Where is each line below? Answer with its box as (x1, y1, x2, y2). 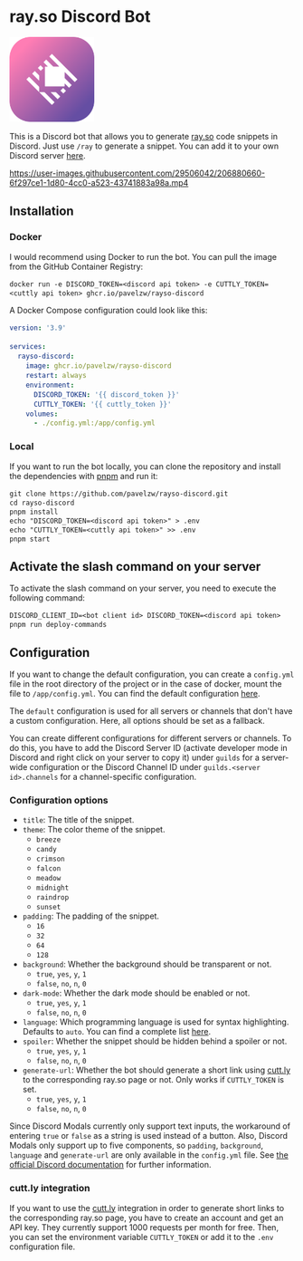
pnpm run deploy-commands (9, 621, 107, 630)
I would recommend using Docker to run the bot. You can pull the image (9, 251, 278, 262)
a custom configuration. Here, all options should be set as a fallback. (9, 716, 265, 727)
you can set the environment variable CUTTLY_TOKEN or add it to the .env (9, 1231, 274, 1242)
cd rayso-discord (9, 498, 75, 507)
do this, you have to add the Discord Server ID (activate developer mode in (9, 743, 288, 754)
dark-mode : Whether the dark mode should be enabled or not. (22, 987, 251, 998)
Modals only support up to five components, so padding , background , (9, 1140, 264, 1151)
